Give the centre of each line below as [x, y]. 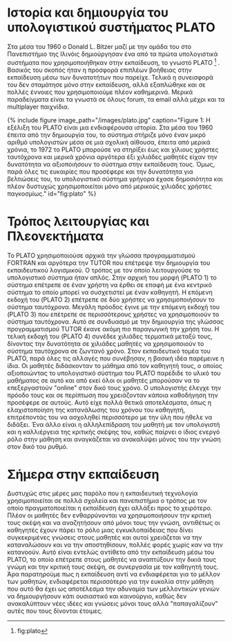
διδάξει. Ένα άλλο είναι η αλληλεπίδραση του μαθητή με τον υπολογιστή [114, 424]
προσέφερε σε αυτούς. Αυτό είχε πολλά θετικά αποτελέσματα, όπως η [109, 402]
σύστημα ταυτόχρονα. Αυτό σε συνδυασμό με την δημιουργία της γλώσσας [116, 321]
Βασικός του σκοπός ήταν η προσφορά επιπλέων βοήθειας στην [99, 70]
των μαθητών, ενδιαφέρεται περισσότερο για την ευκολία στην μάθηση [110, 582]
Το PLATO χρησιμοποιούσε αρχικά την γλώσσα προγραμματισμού [101, 255]
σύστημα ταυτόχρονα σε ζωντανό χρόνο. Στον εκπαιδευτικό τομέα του [109, 351]
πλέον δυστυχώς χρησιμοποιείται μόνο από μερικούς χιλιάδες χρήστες [109, 186]
